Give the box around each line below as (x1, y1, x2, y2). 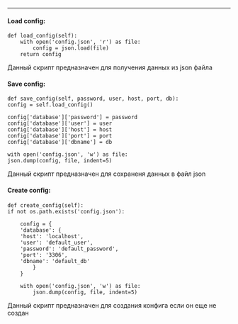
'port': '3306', (20, 251, 69, 259)
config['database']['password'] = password (7, 114, 138, 121)
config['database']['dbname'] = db (7, 139, 113, 146)
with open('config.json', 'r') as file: (20, 38, 141, 46)
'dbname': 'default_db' (20, 257, 91, 264)
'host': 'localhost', (20, 233, 84, 240)
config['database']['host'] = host (7, 126, 113, 133)
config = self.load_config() (7, 101, 93, 108)
